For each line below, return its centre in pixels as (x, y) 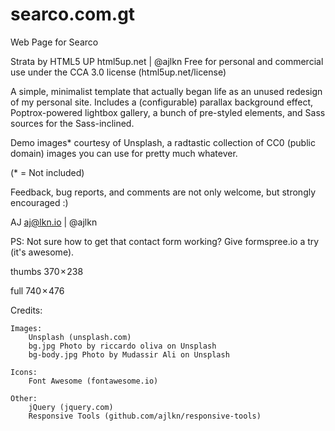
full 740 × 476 (37, 290)
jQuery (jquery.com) (71, 407)
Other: (24, 398)
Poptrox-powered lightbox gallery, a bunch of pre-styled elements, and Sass (168, 112)
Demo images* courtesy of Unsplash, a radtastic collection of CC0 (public (163, 142)
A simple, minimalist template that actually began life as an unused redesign (166, 91)
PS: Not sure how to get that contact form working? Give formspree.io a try (165, 241)
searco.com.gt (73, 14)
